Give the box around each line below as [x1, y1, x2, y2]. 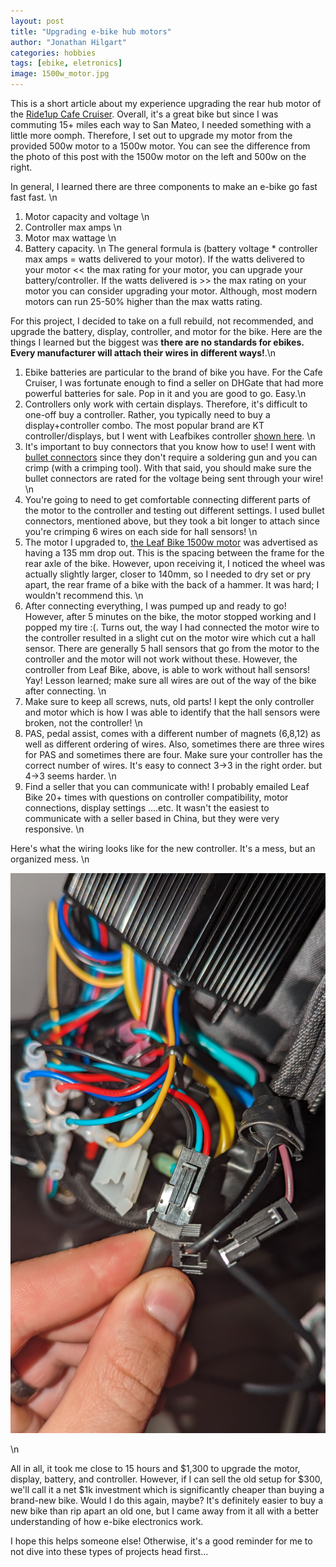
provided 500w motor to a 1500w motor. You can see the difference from [10, 140, 311, 152]
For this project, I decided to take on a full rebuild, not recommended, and [10, 315, 314, 327]
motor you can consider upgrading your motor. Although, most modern [24, 285, 318, 297]
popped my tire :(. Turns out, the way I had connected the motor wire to [24, 621, 320, 633]
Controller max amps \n [24, 221, 122, 233]
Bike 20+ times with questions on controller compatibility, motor [24, 791, 289, 803]
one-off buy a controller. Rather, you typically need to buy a [24, 409, 271, 420]
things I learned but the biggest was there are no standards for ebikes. [10, 336, 305, 348]
